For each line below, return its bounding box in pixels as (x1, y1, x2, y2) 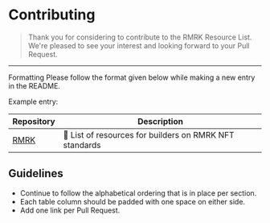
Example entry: (8, 97, 59, 106)
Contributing (8, 6, 96, 24)
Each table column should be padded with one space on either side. (19, 196, 246, 206)
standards (63, 139, 101, 151)
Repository (12, 115, 55, 126)
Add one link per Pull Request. (19, 205, 121, 215)
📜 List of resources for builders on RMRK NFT (63, 129, 235, 140)
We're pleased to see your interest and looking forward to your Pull (27, 40, 250, 50)
